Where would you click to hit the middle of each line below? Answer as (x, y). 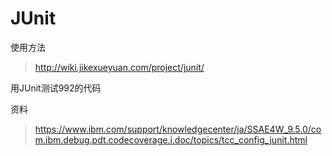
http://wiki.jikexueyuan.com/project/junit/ (119, 67)
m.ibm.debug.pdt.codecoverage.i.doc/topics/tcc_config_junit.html (171, 139)
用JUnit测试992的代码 (56, 88)
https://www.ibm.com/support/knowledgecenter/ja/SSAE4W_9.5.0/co (178, 129)
